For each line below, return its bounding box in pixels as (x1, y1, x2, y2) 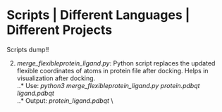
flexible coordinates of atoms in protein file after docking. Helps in (16, 66, 209, 75)
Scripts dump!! (6, 45, 49, 54)
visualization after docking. (16, 74, 96, 82)
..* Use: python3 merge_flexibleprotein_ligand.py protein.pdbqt (16, 81, 200, 89)
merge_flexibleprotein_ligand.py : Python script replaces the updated (16, 58, 216, 67)
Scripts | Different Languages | (6, 7, 190, 23)
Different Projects (6, 22, 113, 38)
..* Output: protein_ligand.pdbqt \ (16, 96, 113, 105)
